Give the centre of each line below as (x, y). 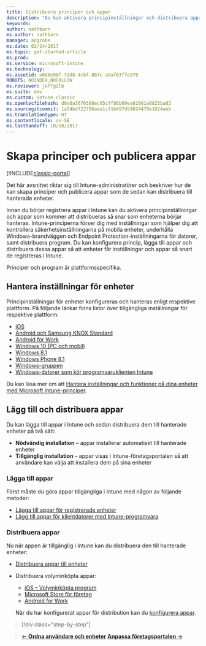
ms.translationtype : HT (37, 115)
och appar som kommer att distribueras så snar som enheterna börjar (94, 217)
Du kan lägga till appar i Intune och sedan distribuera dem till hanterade (97, 424)
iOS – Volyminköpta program (60, 588)
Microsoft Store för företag (58, 595)
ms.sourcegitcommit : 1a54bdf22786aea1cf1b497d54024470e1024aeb (89, 109)
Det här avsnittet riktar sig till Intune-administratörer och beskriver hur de (99, 185)
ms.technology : (26, 69)
